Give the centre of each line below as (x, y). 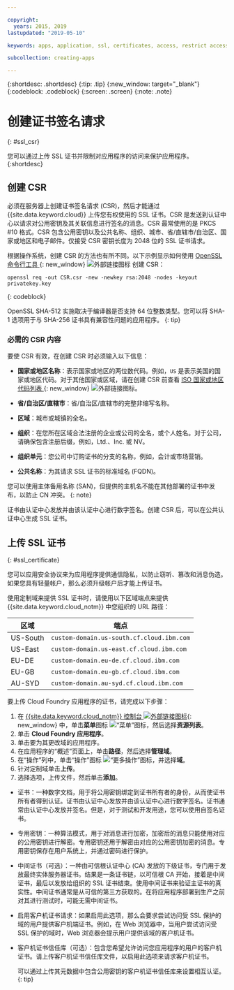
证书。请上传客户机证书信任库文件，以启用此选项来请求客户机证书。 (115, 956)
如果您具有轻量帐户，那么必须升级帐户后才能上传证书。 (86, 583)
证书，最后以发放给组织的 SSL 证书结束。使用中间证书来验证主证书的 (116, 883)
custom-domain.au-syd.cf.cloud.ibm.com (117, 683)
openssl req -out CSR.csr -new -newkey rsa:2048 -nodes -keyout (102, 277)
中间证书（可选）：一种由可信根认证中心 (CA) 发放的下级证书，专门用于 (119, 865)
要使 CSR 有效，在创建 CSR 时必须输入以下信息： (78, 356)
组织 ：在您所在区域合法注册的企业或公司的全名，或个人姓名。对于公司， (121, 433)
